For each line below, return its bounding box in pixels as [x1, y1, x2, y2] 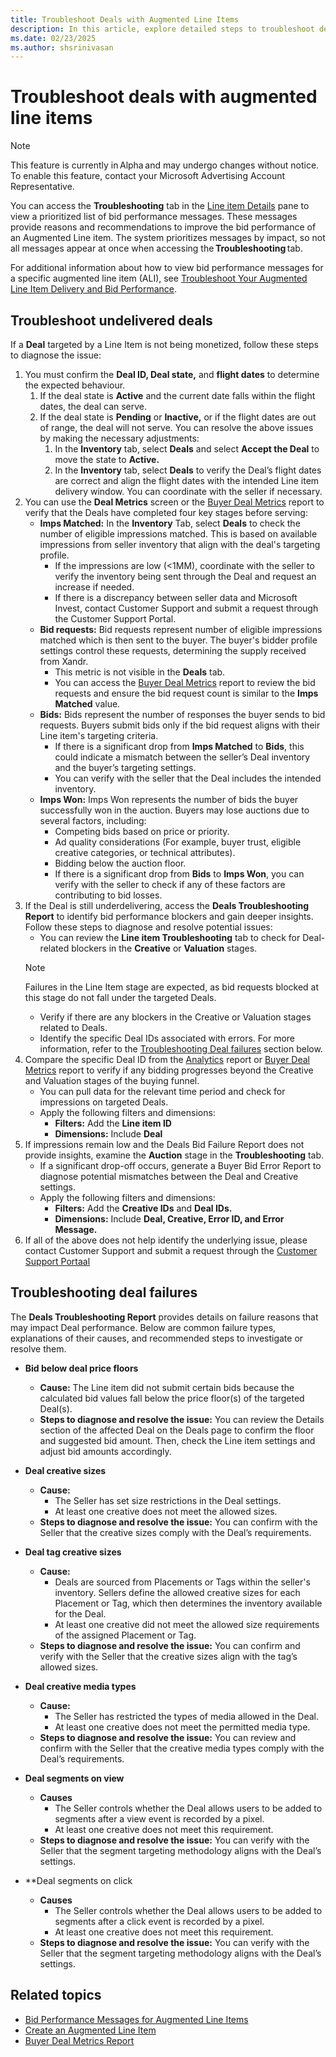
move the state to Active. [54, 454, 160, 465]
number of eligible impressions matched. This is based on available [39, 528, 318, 540]
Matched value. [54, 698, 121, 710]
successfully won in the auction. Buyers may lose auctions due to [39, 804, 310, 816]
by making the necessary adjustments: [39, 432, 200, 444]
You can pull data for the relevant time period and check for [39, 1086, 286, 1097]
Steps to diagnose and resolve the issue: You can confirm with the [39, 1516, 318, 1528]
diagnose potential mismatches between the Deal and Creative [39, 1171, 299, 1182]
